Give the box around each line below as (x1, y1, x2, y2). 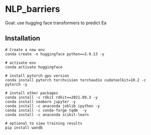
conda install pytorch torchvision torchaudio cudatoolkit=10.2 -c (5, 78, 147, 83)
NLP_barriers (5, 3, 60, 15)
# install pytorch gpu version (5, 73, 69, 78)
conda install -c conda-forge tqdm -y (5, 108, 87, 113)
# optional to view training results (5, 121, 83, 126)
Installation (5, 34, 40, 43)
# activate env (5, 60, 36, 65)
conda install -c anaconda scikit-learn (5, 112, 90, 117)
